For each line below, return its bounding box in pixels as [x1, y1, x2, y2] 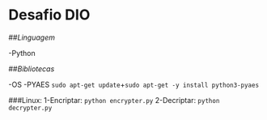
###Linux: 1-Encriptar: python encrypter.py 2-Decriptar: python [8, 95, 220, 105]
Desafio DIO [8, 6, 91, 24]
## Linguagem [8, 32, 55, 42]
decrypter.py [8, 104, 53, 112]
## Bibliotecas [8, 63, 55, 74]
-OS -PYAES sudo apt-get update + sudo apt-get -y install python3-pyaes [8, 79, 260, 89]
